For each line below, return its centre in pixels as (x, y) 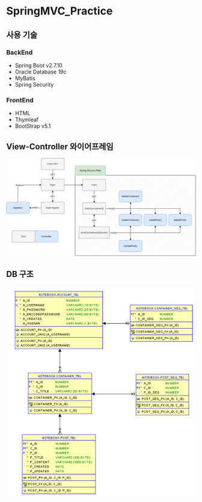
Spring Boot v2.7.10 (39, 65)
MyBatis (25, 78)
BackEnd (20, 52)
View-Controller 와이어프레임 (60, 147)
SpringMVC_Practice (60, 11)
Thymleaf (27, 120)
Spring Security (34, 84)
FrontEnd (20, 100)
